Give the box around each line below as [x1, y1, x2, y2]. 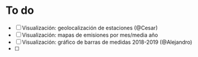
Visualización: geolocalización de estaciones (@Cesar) [22, 24, 158, 31]
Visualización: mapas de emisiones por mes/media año [22, 31, 158, 38]
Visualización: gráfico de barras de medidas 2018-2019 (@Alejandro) [22, 38, 193, 46]
